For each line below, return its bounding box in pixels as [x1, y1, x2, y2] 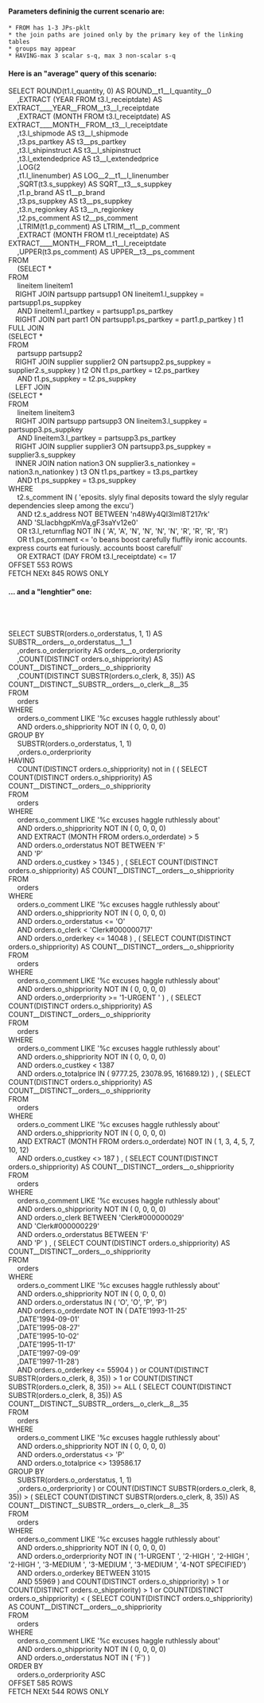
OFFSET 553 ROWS [8, 560, 73, 570]
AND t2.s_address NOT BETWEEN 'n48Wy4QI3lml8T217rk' [17, 510, 211, 519]
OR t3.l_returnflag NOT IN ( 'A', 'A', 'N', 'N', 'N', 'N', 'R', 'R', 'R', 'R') [17, 527, 229, 536]
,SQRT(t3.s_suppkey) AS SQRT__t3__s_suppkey [17, 179, 173, 189]
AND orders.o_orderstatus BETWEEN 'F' [17, 1229, 149, 1239]
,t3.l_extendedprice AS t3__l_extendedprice [17, 154, 159, 163]
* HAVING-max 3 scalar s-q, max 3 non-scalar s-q [8, 52, 177, 60]
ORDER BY [8, 1661, 44, 1670]
